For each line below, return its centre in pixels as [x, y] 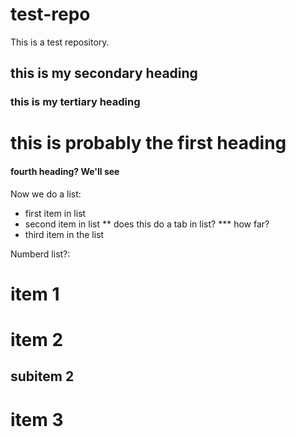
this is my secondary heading [104, 73]
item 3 [37, 419]
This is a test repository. [60, 42]
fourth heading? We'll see [65, 172]
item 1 [35, 294]
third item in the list [64, 234]
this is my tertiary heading [75, 102]
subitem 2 [42, 376]
